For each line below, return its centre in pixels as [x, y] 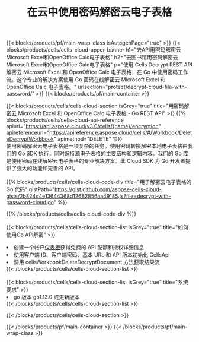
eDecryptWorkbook [30, 139]
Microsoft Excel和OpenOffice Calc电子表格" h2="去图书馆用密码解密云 [92, 58]
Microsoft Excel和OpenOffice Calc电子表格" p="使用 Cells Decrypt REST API [99, 65]
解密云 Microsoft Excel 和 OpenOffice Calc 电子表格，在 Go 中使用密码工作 [97, 72]
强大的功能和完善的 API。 [47, 168]
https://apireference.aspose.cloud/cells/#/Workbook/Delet [121, 133]
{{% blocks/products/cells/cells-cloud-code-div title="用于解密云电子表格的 [99, 182]
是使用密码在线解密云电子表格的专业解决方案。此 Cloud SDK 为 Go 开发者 [96, 161]
